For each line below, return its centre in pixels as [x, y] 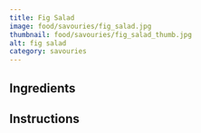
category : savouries [48, 52]
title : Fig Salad [42, 18]
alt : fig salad [38, 43]
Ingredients [43, 88]
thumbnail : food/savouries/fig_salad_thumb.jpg [101, 34]
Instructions [44, 119]
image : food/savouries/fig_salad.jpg [81, 26]
